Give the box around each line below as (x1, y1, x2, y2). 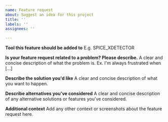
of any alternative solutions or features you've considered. (5, 96, 128, 102)
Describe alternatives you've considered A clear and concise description (5, 90, 160, 97)
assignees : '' (5, 26, 35, 32)
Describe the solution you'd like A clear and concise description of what (5, 75, 158, 81)
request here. (5, 111, 33, 117)
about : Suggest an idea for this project (5, 12, 94, 17)
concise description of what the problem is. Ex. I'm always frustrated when (5, 60, 161, 66)
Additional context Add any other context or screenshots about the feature (5, 106, 162, 112)
